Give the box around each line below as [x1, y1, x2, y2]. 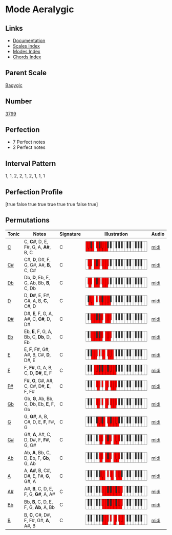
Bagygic [5, 82, 23, 88]
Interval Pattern [5, 159, 56, 168]
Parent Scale [5, 69, 47, 77]
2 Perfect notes [12, 144, 46, 150]
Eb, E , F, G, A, [24, 328, 53, 335]
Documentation [12, 37, 46, 43]
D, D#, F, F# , [24, 437, 50, 443]
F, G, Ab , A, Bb [24, 504, 55, 510]
